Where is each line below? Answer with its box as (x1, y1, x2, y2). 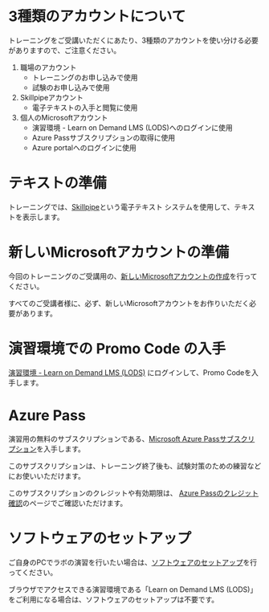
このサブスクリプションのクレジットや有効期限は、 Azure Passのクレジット (8, 488, 259, 498)
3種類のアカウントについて (8, 7, 186, 26)
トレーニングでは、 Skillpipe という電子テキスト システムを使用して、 (8, 202, 234, 211)
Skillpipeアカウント (19, 92, 84, 102)
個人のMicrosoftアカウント (19, 112, 108, 122)
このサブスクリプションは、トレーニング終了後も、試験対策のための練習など (8, 461, 262, 471)
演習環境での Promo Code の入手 (8, 340, 226, 357)
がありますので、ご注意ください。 (8, 45, 121, 55)
